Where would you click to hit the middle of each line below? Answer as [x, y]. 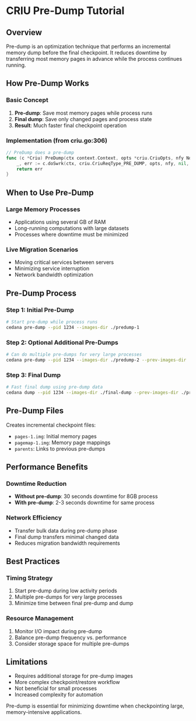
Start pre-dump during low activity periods [66, 591]
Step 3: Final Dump [34, 375]
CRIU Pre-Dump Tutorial [65, 11]
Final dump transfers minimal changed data [66, 537]
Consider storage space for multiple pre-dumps [72, 643]
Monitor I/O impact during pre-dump [58, 631]
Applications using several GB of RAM [60, 222]
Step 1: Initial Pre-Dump [40, 310]
